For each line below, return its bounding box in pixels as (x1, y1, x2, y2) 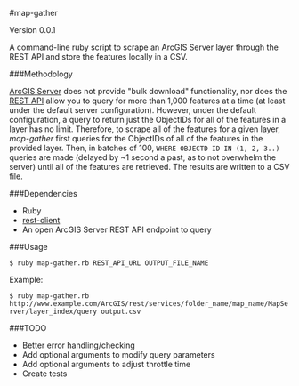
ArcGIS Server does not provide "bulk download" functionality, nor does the (9, 86, 287, 96)
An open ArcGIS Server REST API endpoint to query (21, 224, 212, 235)
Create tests (21, 368, 68, 379)
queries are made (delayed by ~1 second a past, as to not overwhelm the (9, 152, 277, 163)
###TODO (9, 323, 47, 333)
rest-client (21, 215, 61, 225)
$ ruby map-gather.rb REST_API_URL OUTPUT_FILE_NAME (9, 259, 209, 268)
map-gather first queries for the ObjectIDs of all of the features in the (9, 133, 263, 143)
